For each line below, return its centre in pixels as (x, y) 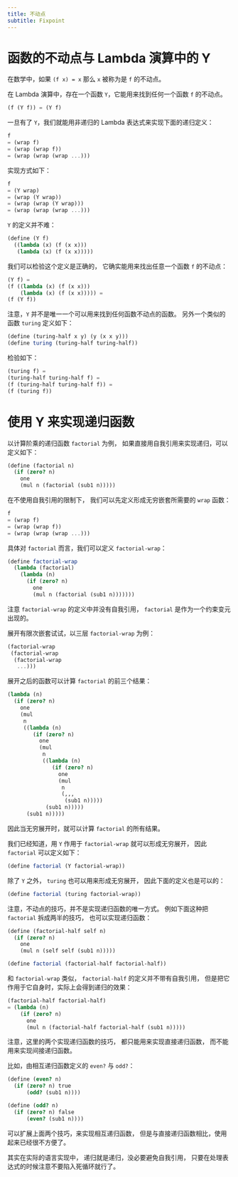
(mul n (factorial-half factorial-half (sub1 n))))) (106, 1027)
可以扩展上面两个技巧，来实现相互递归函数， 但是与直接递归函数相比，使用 (117, 1133)
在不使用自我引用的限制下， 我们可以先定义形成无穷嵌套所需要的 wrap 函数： (119, 500)
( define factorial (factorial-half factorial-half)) (87, 964)
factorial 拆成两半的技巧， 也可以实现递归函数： (80, 917)
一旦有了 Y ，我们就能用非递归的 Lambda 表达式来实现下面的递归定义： (111, 123)
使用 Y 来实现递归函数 (71, 422)
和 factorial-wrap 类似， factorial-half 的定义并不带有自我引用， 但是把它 (119, 978)
